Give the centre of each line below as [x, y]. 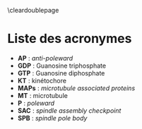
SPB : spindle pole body [52, 118]
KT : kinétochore [42, 80]
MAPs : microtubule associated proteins [76, 88]
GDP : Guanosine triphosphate [62, 66]
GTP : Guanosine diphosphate [61, 73]
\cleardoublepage [33, 10]
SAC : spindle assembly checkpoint [69, 110]
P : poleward [36, 103]
